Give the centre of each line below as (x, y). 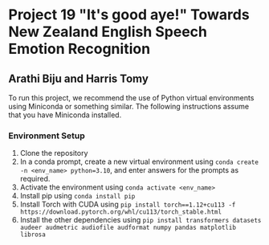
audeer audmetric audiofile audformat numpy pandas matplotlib (128, 228)
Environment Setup (47, 136)
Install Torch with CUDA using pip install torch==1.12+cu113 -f (128, 204)
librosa (33, 235)
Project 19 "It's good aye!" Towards (129, 15)
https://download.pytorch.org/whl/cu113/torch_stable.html (121, 212)
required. (35, 179)
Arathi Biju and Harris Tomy (78, 78)
